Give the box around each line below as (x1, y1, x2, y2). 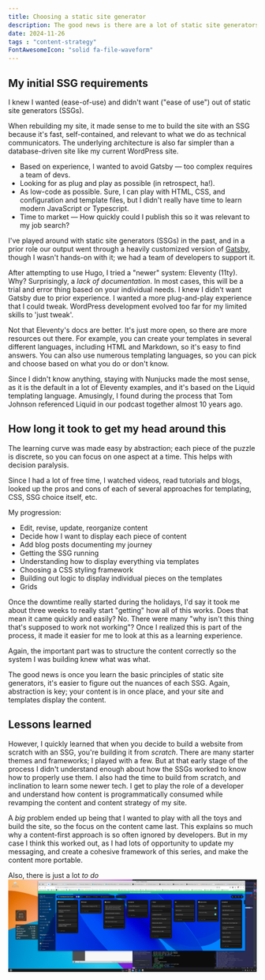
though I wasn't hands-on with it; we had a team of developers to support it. (8, 252, 256, 262)
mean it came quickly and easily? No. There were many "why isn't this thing (8, 614, 255, 623)
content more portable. (8, 855, 83, 865)
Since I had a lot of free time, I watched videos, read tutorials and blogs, (8, 475, 242, 485)
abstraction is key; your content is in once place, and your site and (8, 687, 224, 696)
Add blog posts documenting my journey (19, 539, 152, 549)
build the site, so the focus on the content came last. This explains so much (8, 821, 253, 831)
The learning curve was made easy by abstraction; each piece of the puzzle (8, 443, 256, 452)
